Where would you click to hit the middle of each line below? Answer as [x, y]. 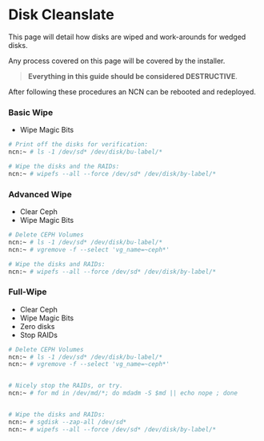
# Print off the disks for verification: [78, 145]
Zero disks [37, 326]
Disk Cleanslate [61, 15]
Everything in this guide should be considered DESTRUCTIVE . [132, 76]
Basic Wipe [31, 112]
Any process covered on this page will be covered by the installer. [117, 61]
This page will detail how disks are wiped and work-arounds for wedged [127, 37]
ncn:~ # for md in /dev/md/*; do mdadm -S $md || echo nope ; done [123, 393]
